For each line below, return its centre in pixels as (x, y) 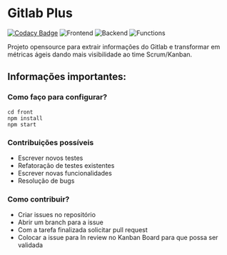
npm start (22, 124)
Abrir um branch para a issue (60, 222)
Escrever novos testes (50, 158)
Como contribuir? (39, 199)
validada (30, 245)
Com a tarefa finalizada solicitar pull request (82, 230)
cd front (20, 112)
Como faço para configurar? (57, 97)
